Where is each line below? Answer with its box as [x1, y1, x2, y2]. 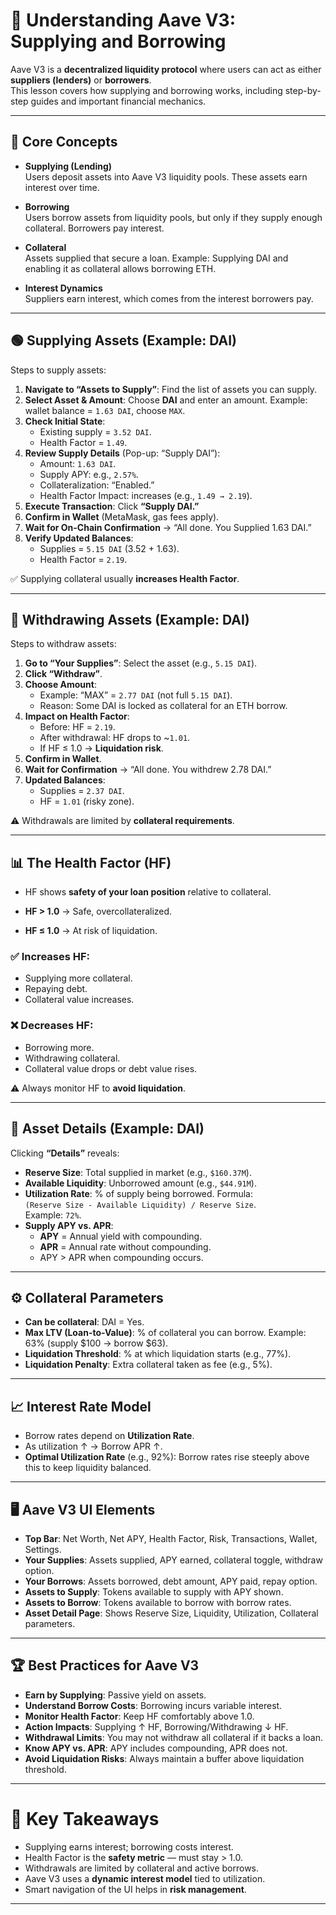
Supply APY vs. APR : [24, 1219, 114, 1231]
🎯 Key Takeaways [10, 1808, 160, 1831]
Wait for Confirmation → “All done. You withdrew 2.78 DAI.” [24, 764, 272, 776]
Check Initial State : [24, 415, 106, 427]
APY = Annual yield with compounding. [39, 1230, 203, 1242]
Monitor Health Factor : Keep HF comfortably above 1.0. [24, 1710, 255, 1722]
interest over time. [24, 181, 100, 193]
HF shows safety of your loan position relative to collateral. [24, 886, 272, 898]
